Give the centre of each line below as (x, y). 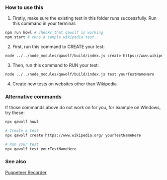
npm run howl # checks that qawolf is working (54, 33)
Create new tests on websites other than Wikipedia (64, 84)
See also (16, 162)
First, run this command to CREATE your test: (58, 47)
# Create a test (22, 130)
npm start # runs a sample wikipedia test (50, 37)
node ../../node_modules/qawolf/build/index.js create (63, 56)
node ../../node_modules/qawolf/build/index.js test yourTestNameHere (80, 74)
